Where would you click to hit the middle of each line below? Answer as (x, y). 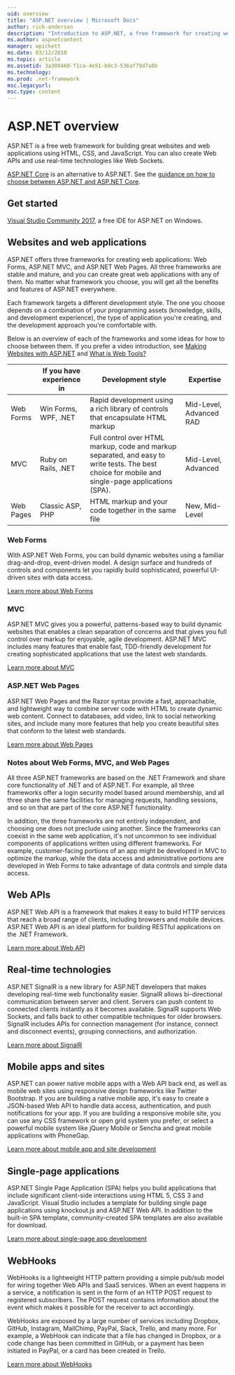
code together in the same (133, 510)
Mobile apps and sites (56, 1067)
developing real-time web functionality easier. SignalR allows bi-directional (115, 994)
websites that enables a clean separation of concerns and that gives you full (117, 632)
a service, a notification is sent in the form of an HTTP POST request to (109, 1292)
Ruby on (54, 459)
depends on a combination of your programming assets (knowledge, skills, (115, 310)
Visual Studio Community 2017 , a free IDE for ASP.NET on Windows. (105, 220)
